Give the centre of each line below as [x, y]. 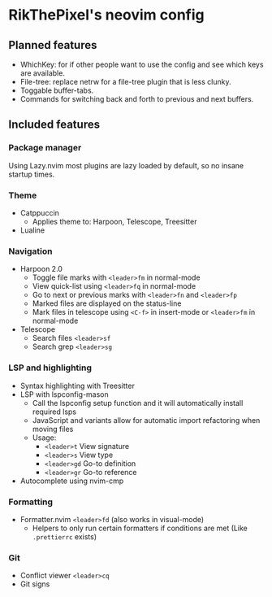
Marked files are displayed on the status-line [107, 303]
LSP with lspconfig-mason [65, 394]
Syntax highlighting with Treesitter [78, 386]
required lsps [54, 412]
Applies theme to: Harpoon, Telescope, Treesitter [114, 221]
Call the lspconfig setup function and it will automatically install [138, 403]
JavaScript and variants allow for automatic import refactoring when [146, 420]
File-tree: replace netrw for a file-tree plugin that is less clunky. [125, 82]
